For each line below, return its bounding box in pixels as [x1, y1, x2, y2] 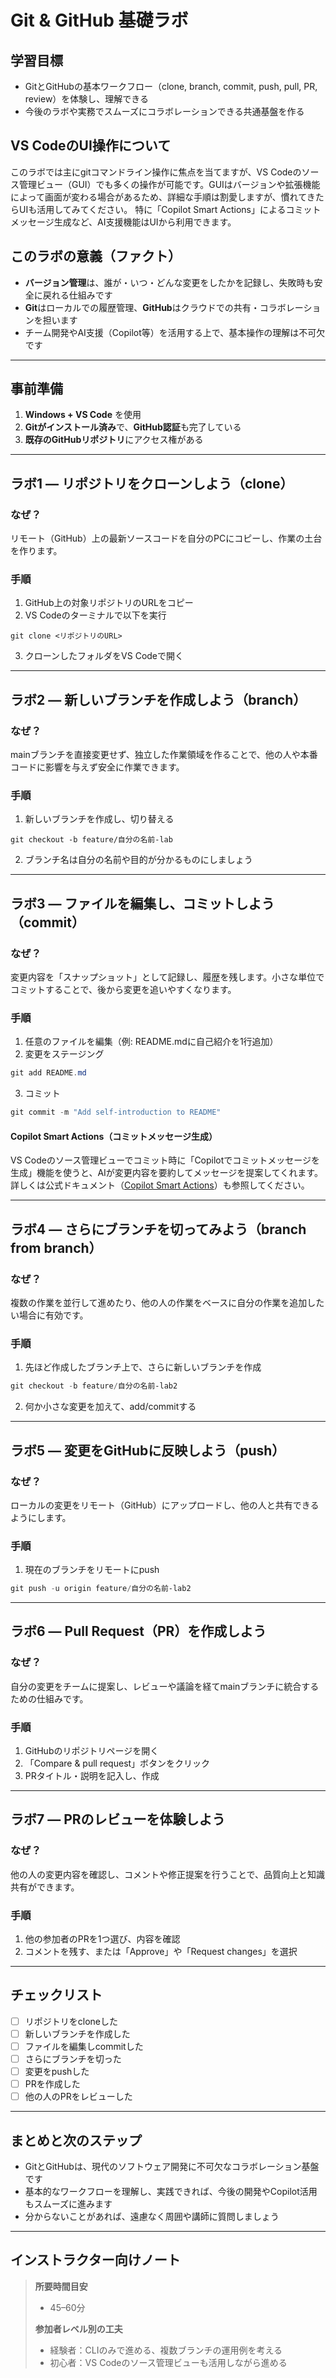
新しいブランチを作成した [24, 2027, 131, 2040]
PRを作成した [24, 2078, 81, 2090]
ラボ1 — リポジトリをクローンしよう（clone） [10, 475, 294, 492]
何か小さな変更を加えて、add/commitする [24, 1401, 197, 1413]
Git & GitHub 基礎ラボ [10, 9, 189, 32]
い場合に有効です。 [10, 1309, 89, 1321]
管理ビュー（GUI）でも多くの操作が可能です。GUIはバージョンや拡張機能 [18, 178, 321, 190]
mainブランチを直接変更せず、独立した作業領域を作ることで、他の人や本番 [10, 749, 318, 761]
